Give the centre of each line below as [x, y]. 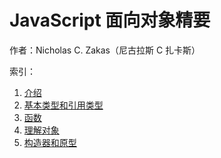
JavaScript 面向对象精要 [110, 20]
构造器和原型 [50, 142]
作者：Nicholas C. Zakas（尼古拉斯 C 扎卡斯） [105, 50]
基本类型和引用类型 [63, 105]
